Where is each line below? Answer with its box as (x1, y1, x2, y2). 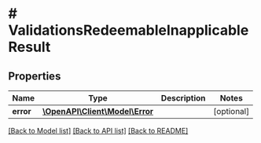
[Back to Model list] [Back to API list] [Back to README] (8, 126, 189, 135)
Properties (8, 69, 61, 82)
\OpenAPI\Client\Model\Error (42, 106, 154, 116)
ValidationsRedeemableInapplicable (8, 21, 249, 39)
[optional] (213, 106, 250, 116)
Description (160, 93, 206, 103)
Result (8, 38, 51, 56)
